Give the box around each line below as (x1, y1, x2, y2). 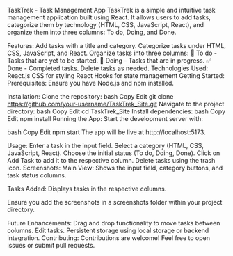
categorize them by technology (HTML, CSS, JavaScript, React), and (7, 21, 204, 29)
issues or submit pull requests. (7, 241, 95, 249)
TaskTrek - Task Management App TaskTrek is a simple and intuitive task (7, 6, 216, 14)
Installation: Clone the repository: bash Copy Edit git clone (7, 93, 174, 100)
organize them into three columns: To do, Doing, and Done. (7, 28, 177, 36)
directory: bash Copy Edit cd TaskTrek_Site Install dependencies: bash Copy (7, 107, 226, 115)
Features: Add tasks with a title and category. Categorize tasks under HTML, (7, 42, 226, 49)
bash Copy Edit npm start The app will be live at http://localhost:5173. (7, 128, 207, 136)
